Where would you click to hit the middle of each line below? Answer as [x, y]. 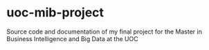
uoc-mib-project [55, 13]
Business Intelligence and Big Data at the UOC [73, 38]
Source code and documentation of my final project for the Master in [104, 32]
